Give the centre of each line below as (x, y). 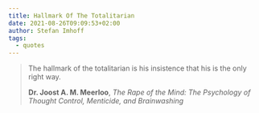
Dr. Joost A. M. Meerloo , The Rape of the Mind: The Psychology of (139, 92)
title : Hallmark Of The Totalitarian (72, 16)
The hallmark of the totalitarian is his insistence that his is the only (137, 68)
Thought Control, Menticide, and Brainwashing (106, 101)
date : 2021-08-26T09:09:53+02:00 (64, 23)
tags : (17, 38)
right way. (45, 77)
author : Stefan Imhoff (46, 30)
